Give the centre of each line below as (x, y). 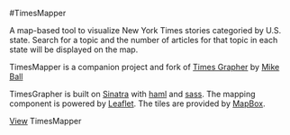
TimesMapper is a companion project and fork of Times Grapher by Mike (145, 67)
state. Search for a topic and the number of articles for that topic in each (144, 40)
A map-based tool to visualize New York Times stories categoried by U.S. (145, 30)
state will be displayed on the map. (74, 49)
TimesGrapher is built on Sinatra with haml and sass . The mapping (132, 94)
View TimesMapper (45, 121)
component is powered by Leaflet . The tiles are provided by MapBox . (137, 103)
